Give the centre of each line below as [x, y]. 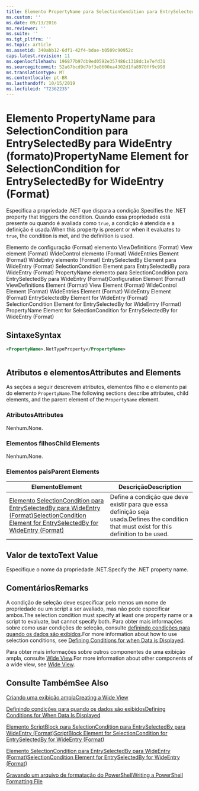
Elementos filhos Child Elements [53, 443]
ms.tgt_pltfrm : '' [29, 39]
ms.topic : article [29, 45]
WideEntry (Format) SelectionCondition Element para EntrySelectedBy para [98, 266]
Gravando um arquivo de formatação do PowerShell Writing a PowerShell [95, 775]
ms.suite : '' [22, 34]
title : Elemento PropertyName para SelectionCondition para [82, 12]
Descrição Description [150, 487]
